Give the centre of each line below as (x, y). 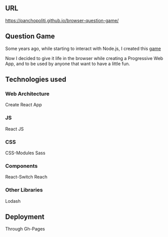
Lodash (13, 201)
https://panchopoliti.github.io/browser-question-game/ (62, 20)
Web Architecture (27, 94)
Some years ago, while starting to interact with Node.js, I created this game (83, 48)
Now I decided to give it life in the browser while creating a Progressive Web (84, 58)
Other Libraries (24, 190)
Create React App (24, 105)
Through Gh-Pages (25, 229)
